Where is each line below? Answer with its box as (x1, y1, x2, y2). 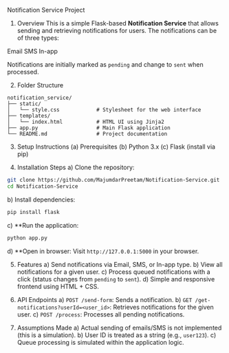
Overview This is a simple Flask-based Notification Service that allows (17, 19, 219, 27)
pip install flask (7, 208, 60, 215)
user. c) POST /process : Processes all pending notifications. (17, 310, 185, 319)
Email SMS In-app (7, 47, 58, 55)
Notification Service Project (7, 6, 85, 14)
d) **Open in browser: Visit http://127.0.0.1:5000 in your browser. (7, 247, 199, 255)
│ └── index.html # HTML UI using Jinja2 (7, 118, 165, 125)
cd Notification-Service (7, 182, 78, 190)
